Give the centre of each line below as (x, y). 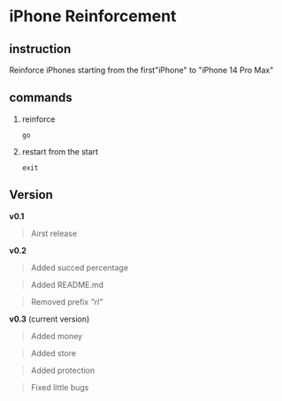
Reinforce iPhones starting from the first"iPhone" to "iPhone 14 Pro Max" (141, 70)
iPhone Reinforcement (93, 16)
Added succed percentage (80, 268)
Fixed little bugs (60, 387)
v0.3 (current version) (50, 319)
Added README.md (67, 284)
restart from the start (60, 151)
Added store (53, 353)
